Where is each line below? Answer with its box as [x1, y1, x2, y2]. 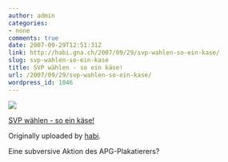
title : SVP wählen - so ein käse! [8, 64, 124, 72]
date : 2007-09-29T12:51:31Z [8, 41, 102, 49]
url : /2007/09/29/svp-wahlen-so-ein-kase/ [8, 71, 152, 79]
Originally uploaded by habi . [8, 131, 102, 140]
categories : [8, 19, 48, 27]
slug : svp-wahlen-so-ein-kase [8, 57, 110, 65]
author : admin [8, 11, 56, 20]
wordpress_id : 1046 [8, 78, 74, 86]
